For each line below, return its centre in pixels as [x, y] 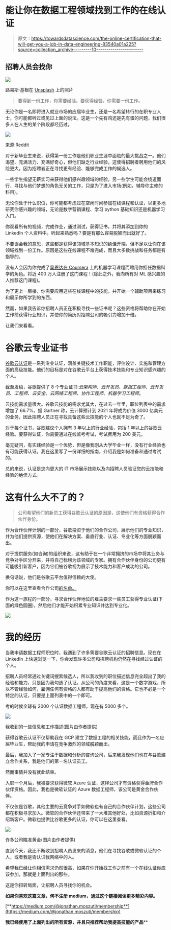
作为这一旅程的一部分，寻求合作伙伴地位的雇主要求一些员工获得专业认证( [82, 599]
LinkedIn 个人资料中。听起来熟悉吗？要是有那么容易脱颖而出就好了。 [77, 232]
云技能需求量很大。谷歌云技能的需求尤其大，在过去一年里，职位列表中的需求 [85, 404]
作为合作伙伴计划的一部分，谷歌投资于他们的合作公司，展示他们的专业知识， [85, 530]
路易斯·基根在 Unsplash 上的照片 [39, 89]
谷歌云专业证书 [37, 348]
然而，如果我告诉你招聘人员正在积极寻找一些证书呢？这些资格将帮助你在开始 [85, 308]
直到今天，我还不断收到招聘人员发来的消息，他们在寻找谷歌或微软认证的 [81, 850]
